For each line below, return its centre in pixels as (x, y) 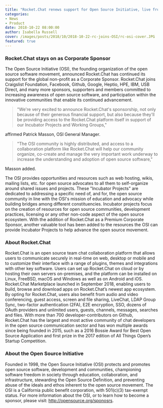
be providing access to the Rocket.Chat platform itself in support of (84, 120)
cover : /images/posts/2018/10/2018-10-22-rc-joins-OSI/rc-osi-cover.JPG (80, 37)
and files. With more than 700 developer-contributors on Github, (69, 315)
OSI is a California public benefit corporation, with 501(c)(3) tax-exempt (76, 390)
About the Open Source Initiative (44, 353)
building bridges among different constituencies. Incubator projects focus (79, 204)
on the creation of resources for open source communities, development (78, 209)
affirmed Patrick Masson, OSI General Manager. (53, 134)
